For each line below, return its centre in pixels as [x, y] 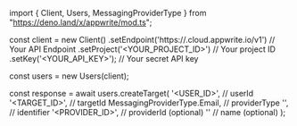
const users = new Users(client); [69, 76]
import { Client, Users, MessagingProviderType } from [108, 13]
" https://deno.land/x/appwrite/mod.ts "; [81, 22]
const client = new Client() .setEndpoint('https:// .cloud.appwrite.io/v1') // [142, 40]
